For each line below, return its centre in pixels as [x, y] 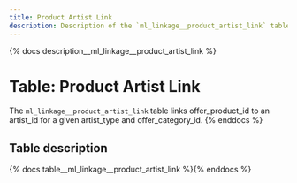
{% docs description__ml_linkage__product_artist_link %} [113, 50]
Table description [58, 148]
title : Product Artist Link [61, 17]
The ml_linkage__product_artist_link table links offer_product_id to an [140, 111]
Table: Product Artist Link [105, 86]
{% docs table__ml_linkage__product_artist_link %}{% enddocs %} [130, 170]
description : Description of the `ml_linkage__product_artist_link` [138, 26]
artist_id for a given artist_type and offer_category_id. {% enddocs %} [136, 120]
